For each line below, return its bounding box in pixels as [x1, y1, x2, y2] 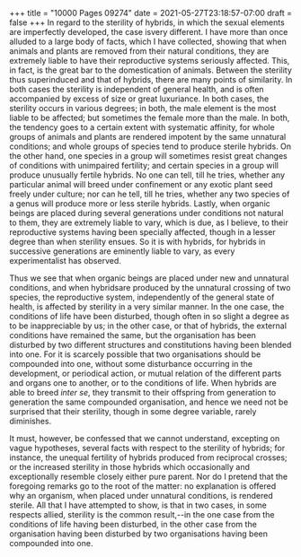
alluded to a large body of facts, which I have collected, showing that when [9, 36, 288, 47]
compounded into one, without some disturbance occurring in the [9, 359, 253, 369]
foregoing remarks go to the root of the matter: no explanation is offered [9, 481, 277, 492]
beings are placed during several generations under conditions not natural [9, 208, 284, 218]
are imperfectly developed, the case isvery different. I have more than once [9, 27, 288, 37]
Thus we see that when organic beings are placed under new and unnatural [9, 273, 289, 283]
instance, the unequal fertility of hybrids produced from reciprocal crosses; [9, 452, 288, 463]
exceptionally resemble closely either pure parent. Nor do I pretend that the [9, 471, 288, 482]
